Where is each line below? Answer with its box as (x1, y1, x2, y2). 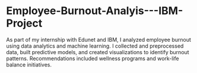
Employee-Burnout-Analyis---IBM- (6, 4, 183, 18)
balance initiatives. (6, 61, 52, 68)
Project (6, 16, 43, 30)
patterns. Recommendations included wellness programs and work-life (6, 55, 179, 62)
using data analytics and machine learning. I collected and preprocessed (6, 42, 184, 49)
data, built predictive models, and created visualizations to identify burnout (6, 48, 189, 55)
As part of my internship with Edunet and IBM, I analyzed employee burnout (6, 36, 192, 43)
